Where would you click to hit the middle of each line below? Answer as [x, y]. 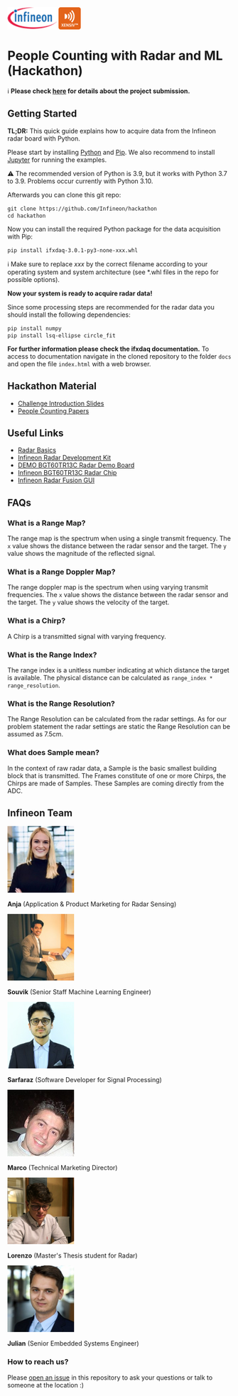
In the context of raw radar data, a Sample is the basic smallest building [112, 768]
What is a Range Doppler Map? [61, 572]
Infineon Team [40, 813]
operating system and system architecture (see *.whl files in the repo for [113, 272]
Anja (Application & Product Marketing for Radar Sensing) [92, 904]
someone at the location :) [45, 1385]
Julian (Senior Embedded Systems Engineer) [74, 1343]
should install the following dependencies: [69, 315]
